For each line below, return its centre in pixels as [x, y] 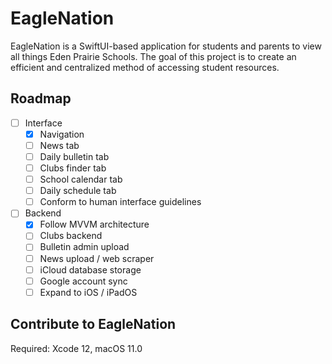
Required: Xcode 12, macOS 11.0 [76, 348]
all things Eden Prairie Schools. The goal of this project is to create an [153, 56]
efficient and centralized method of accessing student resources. [145, 67]
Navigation [62, 134]
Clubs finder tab [73, 168]
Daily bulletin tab [74, 156]
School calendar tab [81, 179]
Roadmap [41, 98]
